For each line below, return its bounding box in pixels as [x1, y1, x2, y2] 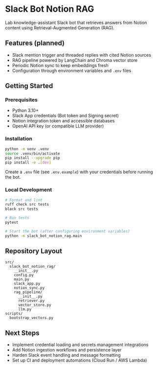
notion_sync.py [14, 285, 45, 291]
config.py [14, 273, 34, 277]
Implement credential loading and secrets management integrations [12, 342, 149, 348]
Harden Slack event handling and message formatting [12, 352, 121, 358]
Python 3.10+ [12, 108, 39, 114]
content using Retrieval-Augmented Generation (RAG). [5, 24, 115, 30]
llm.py [18, 307, 32, 312]
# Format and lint [5, 197, 43, 203]
